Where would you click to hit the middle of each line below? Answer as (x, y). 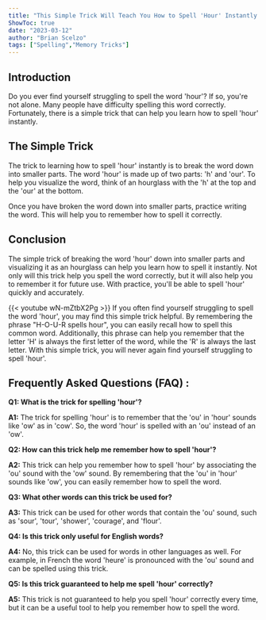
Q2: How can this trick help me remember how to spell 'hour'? (112, 450)
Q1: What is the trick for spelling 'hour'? (75, 402)
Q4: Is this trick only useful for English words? (86, 537)
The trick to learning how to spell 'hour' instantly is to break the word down (131, 165)
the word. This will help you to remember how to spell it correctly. (115, 214)
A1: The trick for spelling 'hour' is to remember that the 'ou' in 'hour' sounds (132, 418)
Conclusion (37, 240)
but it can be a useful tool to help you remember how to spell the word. (124, 608)
